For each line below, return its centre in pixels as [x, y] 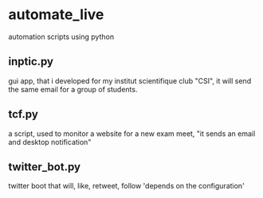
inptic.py [31, 62]
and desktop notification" [50, 142]
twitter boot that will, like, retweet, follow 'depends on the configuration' [126, 186]
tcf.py [23, 114]
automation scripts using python [61, 37]
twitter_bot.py [45, 167]
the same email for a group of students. [73, 89]
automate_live [56, 15]
